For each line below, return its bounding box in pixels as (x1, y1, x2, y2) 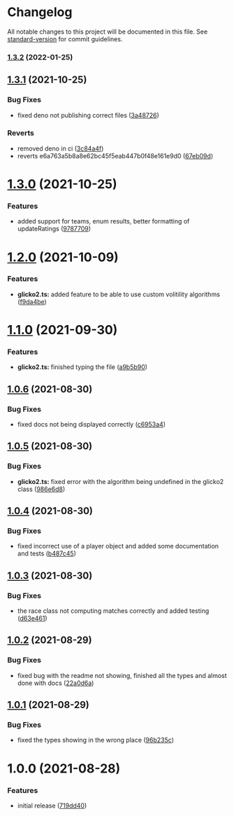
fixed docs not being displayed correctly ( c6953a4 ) (17, 420, 166, 428)
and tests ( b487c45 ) (17, 549, 77, 558)
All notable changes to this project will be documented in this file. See (7, 27, 208, 36)
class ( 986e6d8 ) (17, 485, 66, 493)
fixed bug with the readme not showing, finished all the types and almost (17, 671, 227, 679)
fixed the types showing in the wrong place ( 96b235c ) (17, 736, 175, 745)
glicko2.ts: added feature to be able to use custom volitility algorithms (17, 290, 220, 298)
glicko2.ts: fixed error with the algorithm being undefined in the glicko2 (17, 477, 224, 485)
